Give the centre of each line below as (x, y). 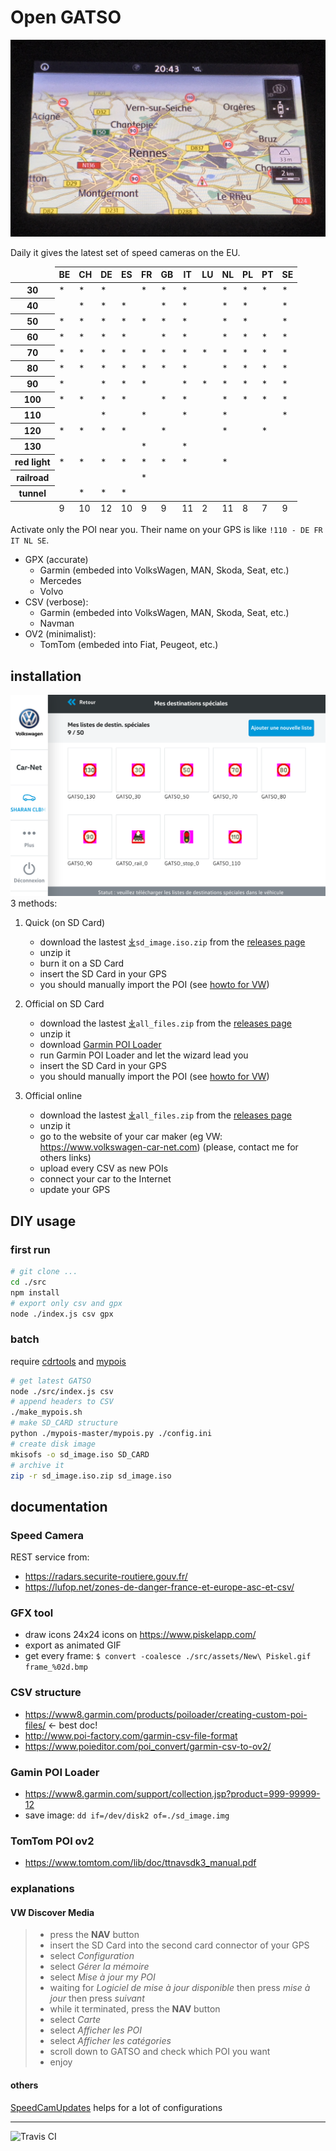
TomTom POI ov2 (52, 1841)
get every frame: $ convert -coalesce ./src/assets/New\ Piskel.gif (168, 1656)
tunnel (32, 493)
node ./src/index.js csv (62, 1391)
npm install (35, 1292)
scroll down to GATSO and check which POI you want (160, 2052)
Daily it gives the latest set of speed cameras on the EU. (125, 252)
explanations (42, 1889)
